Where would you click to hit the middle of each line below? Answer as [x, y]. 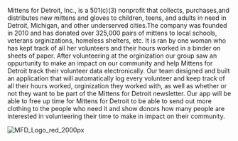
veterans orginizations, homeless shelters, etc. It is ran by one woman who [117, 41]
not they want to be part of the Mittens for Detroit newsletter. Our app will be [119, 93]
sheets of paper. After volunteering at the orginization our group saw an [112, 56]
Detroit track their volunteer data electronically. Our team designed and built [119, 71]
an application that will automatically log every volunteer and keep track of [116, 78]
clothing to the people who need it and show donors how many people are [116, 109]
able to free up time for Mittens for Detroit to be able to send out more [109, 101]
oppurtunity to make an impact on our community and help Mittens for [110, 63]
